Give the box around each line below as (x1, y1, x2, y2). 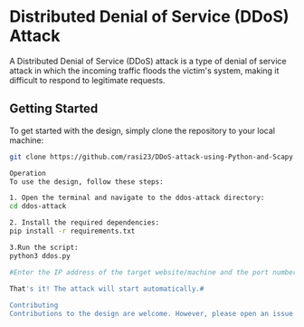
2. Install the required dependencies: (9, 218, 160, 227)
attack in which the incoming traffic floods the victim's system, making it (9, 65, 280, 76)
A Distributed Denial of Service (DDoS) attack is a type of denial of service (9, 55, 287, 66)
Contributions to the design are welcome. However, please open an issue (9, 310, 294, 319)
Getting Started (9, 101, 99, 117)
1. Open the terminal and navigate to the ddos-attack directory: (9, 193, 265, 203)
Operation (9, 168, 47, 178)
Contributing (9, 301, 59, 310)
